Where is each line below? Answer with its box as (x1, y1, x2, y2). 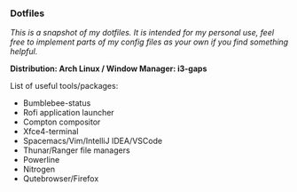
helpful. (10, 46, 38, 57)
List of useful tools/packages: (10, 81, 119, 92)
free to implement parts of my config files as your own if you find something (10, 36, 289, 47)
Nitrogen (22, 164, 56, 175)
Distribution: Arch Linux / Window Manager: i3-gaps (10, 63, 207, 74)
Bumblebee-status (22, 98, 91, 108)
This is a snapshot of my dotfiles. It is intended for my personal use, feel (10, 28, 274, 38)
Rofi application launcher (22, 108, 114, 118)
